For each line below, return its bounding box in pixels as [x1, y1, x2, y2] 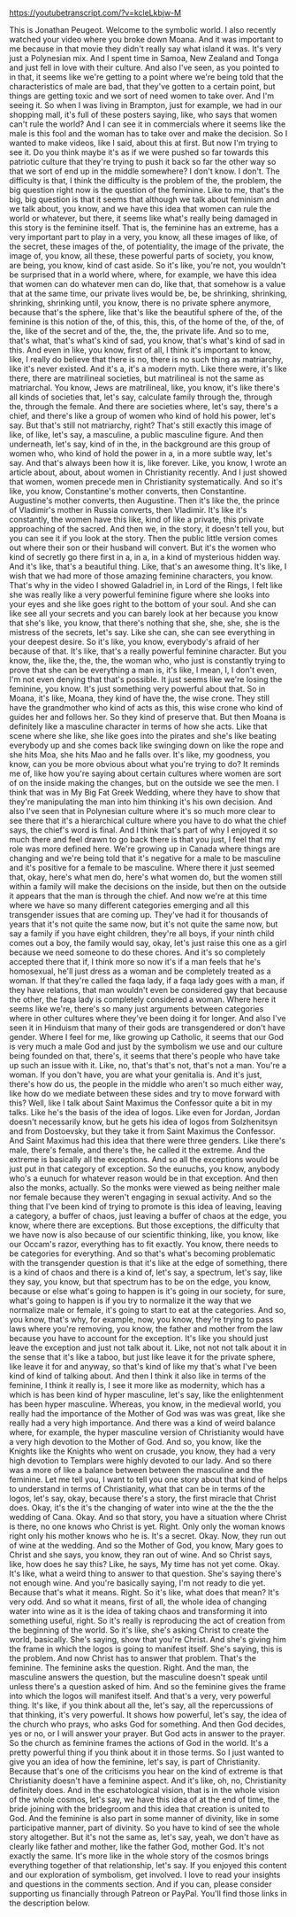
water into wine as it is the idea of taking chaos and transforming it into [9, 1606, 268, 1616]
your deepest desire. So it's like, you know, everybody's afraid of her [9, 637, 260, 647]
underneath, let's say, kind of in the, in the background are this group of [9, 439, 271, 449]
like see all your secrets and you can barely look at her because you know [9, 609, 278, 618]
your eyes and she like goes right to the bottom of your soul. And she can [9, 599, 277, 609]
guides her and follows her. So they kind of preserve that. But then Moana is [9, 712, 286, 722]
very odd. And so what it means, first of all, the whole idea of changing [9, 1596, 268, 1607]
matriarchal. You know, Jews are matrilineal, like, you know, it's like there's [9, 383, 280, 392]
